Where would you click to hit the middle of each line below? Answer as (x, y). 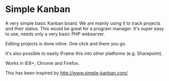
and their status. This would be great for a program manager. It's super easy (85, 28)
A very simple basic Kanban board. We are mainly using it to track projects (83, 23)
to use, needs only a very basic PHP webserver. (55, 34)
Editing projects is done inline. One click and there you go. (66, 43)
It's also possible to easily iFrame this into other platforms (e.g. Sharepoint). (84, 53)
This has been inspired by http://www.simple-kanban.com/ (67, 73)
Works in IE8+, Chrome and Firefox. (42, 63)
